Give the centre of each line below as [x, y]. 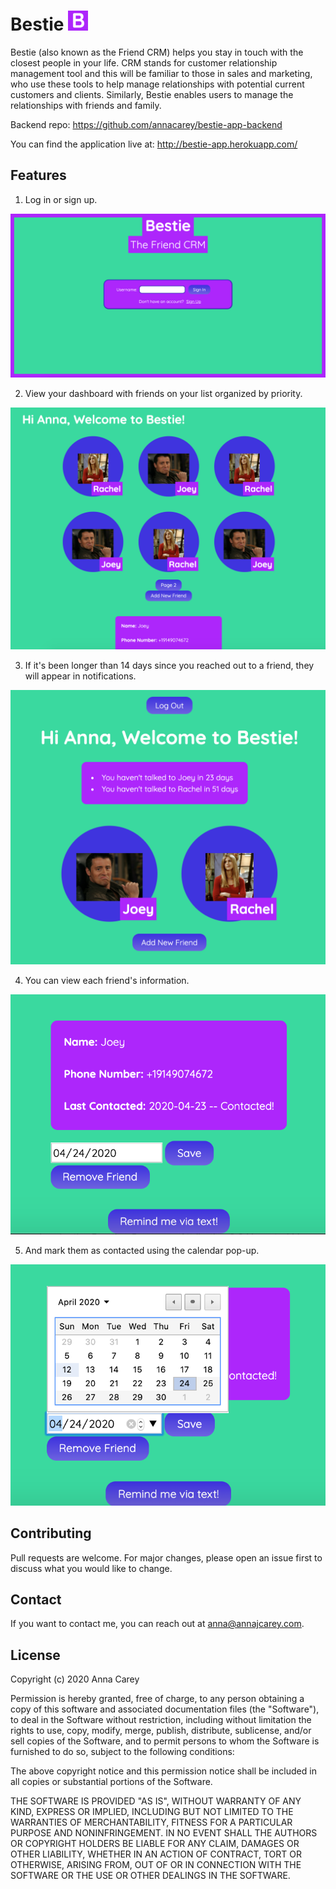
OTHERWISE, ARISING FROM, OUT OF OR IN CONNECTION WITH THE [156, 1865]
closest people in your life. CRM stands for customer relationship [144, 62]
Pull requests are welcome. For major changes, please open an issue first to [166, 1557]
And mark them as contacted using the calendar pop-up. [142, 1250]
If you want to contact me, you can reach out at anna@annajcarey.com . [157, 1624]
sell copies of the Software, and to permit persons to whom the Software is [165, 1741]
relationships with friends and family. [86, 105]
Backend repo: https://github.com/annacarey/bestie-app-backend [146, 124]
